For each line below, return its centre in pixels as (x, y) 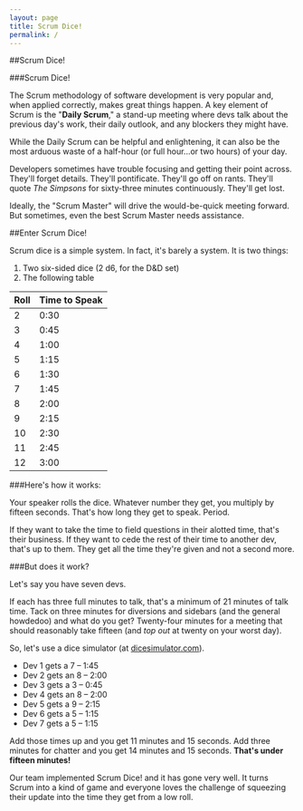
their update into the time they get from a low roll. (101, 797)
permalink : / (34, 34)
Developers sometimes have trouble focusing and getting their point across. (151, 169)
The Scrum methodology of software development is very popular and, (142, 95)
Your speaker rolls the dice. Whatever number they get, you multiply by (142, 503)
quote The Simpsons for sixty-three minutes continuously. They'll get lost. (147, 188)
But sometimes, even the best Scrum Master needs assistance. (127, 216)
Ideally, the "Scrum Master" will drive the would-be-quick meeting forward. (149, 206)
